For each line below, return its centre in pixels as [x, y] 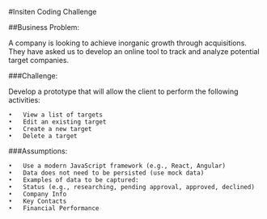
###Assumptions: [38, 151]
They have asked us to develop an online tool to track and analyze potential [134, 51]
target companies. [39, 60]
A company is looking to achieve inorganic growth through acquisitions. [127, 43]
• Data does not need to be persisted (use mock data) [106, 173]
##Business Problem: [44, 27]
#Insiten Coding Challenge [53, 12]
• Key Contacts [38, 201]
